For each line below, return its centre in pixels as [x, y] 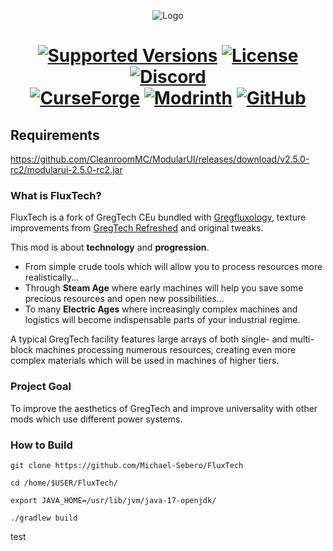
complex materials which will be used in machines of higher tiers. [145, 361]
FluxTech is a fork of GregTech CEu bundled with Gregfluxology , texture [158, 217]
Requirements [55, 135]
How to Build [41, 445]
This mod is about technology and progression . [110, 247]
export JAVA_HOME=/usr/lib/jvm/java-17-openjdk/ [113, 500]
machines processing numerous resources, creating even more [165, 350]
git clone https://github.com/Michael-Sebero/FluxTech [127, 465]
